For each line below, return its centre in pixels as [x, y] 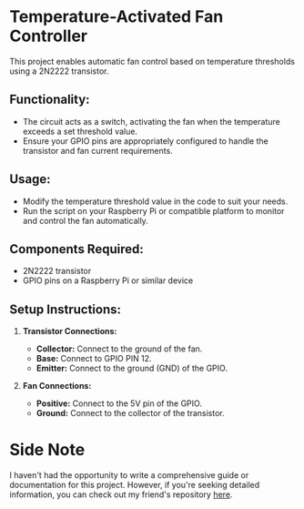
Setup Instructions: [65, 309]
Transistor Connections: [70, 331]
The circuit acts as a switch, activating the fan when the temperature [151, 121]
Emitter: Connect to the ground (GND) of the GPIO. [132, 368]
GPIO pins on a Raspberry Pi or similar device [108, 280]
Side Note [47, 450]
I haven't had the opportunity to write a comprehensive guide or [129, 475]
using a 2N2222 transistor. [59, 71]
